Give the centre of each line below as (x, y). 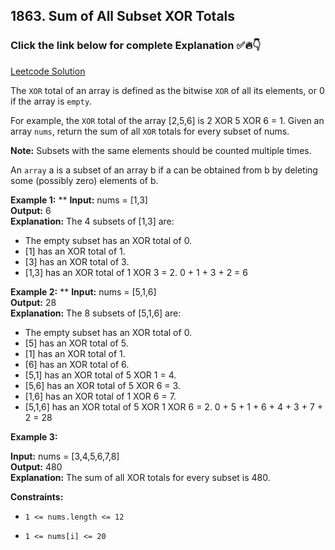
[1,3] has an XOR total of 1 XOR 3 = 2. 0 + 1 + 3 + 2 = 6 (136, 272)
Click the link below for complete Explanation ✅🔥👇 (136, 46)
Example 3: (34, 436)
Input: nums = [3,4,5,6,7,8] (65, 456)
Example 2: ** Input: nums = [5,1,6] (83, 291)
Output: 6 (31, 210)
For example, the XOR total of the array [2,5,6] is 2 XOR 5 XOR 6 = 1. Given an (167, 120)
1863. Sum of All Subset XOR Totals (123, 16)
